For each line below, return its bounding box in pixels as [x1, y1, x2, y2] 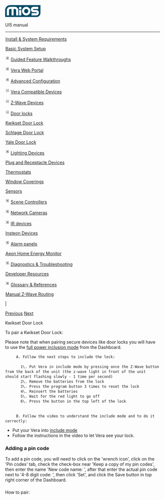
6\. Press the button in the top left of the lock [20, 399, 126, 404]
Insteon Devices [5, 230, 38, 236]
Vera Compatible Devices [10, 89, 62, 95]
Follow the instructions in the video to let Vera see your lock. [12, 432, 135, 438]
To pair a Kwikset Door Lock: [5, 330, 63, 335]
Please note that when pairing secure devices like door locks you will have [5, 339, 156, 345]
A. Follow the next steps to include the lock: [16, 354, 115, 359]
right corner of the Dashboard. [5, 477, 67, 483]
